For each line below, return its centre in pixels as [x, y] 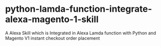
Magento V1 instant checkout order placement [53, 38]
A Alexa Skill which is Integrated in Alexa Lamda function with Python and [80, 33]
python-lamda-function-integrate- [79, 9]
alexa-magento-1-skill [52, 19]
